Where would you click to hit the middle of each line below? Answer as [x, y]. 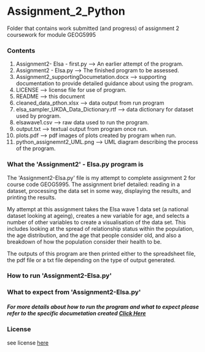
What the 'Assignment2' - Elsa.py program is [75, 165]
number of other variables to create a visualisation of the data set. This [96, 222]
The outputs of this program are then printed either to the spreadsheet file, [101, 253]
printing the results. [32, 197]
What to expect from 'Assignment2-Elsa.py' [74, 292]
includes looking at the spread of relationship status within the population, [100, 228]
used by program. [38, 116]
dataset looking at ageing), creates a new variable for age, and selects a [98, 215]
